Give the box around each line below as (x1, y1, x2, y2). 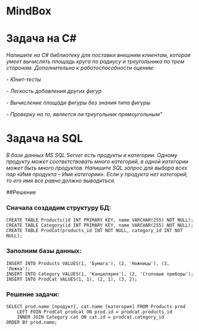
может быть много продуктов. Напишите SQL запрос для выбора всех (6, 164, 188, 171)
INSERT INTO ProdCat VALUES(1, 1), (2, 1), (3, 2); (6, 276, 137, 282)
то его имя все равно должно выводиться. (6, 177, 115, 184)
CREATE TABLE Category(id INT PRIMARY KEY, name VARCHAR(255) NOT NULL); (6, 222, 194, 228)
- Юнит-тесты (6, 76, 41, 83)
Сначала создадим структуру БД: (6, 203, 112, 212)
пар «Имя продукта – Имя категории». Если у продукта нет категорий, (6, 171, 188, 178)
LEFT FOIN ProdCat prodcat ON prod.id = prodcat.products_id (17, 309, 172, 315)
